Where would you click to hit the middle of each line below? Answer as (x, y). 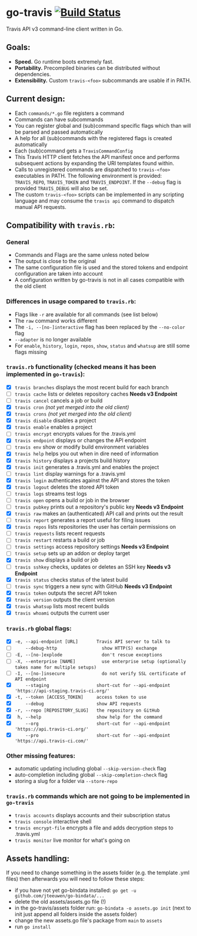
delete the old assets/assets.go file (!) (60, 902)
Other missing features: (41, 755)
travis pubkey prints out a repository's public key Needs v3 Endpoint (99, 507)
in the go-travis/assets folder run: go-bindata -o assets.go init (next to (103, 908)
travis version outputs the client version (64, 599)
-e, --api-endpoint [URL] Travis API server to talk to (92, 642)
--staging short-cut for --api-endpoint (98, 685)
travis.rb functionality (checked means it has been (81, 367)
